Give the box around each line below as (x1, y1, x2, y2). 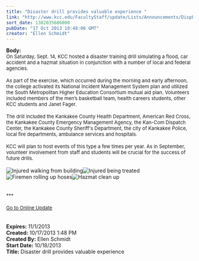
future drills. (6, 155, 34, 162)
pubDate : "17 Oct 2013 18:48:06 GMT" (6, 25, 99, 31)
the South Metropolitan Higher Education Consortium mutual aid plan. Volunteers (6, 89, 190, 96)
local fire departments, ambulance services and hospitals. (6, 131, 137, 138)
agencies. (6, 65, 28, 72)
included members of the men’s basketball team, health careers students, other (6, 95, 186, 102)
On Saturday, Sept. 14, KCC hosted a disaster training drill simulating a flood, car (6, 53, 188, 60)
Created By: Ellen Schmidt (6, 236, 71, 243)
